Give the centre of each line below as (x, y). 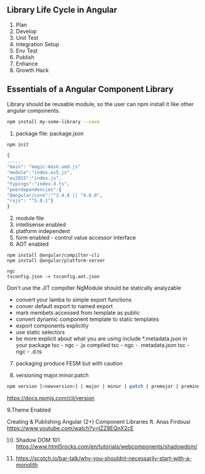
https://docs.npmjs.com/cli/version (51, 398)
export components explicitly (52, 326)
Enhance (27, 63)
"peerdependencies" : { (34, 189)
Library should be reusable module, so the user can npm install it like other (100, 104)
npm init (18, 145)
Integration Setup (37, 44)
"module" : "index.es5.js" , (40, 173)
